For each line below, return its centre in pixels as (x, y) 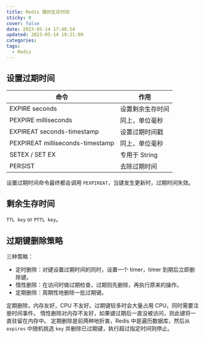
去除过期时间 (139, 166)
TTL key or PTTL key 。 (34, 220)
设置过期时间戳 (142, 132)
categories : (21, 40)
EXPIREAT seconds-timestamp (54, 131)
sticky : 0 (19, 18)
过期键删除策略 (35, 240)
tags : (13, 47)
